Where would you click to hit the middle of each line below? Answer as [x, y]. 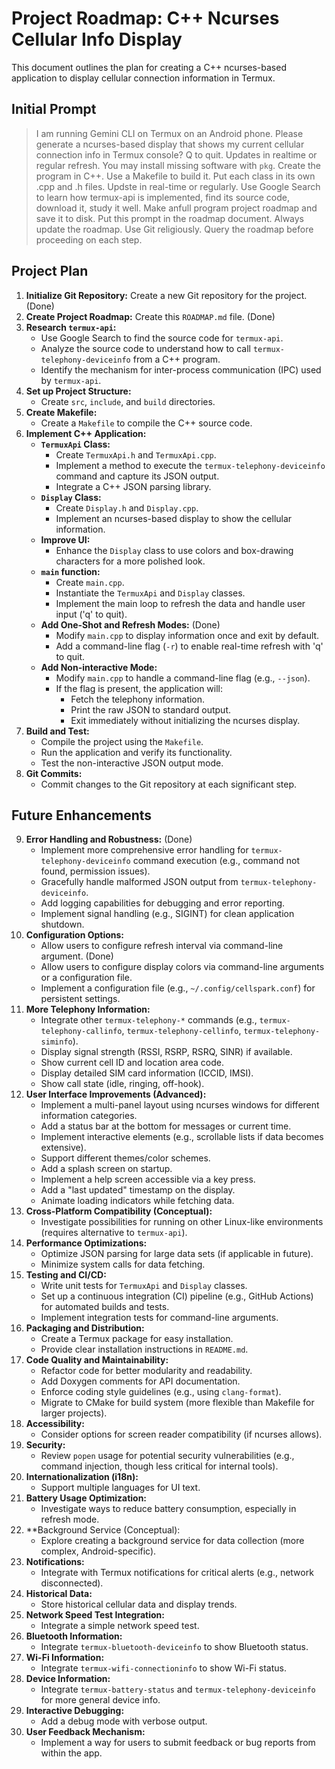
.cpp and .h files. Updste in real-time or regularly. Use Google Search [178, 186]
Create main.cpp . [90, 582]
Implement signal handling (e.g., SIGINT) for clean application [167, 914]
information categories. [89, 1116]
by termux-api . [71, 380]
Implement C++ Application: [86, 433]
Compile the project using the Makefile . [122, 741]
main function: [70, 571]
